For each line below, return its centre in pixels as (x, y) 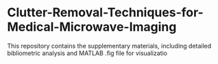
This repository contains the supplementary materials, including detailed (109, 46)
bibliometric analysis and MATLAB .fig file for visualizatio (87, 53)
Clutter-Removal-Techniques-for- (105, 13)
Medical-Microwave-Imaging (92, 27)
